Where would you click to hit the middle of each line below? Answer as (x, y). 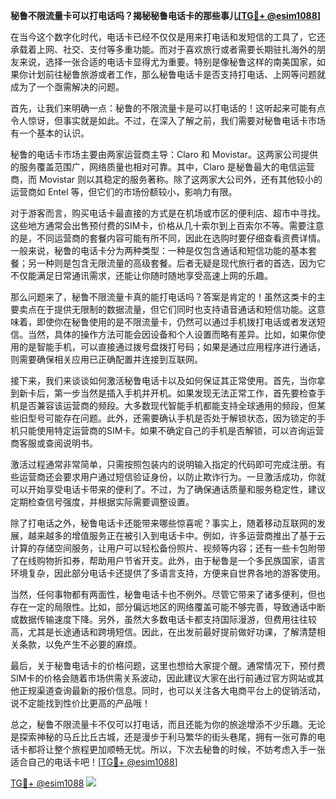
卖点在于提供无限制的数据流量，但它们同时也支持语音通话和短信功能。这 (167, 309)
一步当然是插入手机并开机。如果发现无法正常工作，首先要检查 (189, 393)
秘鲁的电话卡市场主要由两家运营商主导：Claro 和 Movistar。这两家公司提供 (164, 154)
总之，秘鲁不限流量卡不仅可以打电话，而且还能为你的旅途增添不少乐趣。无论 (168, 724)
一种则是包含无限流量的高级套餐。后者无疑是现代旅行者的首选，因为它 (181, 263)
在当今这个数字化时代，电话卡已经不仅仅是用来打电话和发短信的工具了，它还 (168, 37)
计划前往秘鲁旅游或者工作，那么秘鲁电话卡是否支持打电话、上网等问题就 (176, 74)
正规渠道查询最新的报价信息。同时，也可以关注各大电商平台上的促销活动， (172, 690)
